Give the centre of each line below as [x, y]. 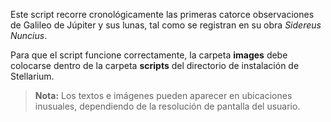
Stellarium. [32, 76]
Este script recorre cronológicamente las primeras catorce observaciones [162, 14]
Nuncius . [29, 35]
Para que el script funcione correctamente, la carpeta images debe [149, 55]
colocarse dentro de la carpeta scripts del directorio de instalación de [155, 65]
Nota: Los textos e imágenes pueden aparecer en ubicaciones [163, 95]
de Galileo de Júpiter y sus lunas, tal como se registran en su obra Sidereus [166, 25]
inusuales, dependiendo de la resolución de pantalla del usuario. [167, 106]
